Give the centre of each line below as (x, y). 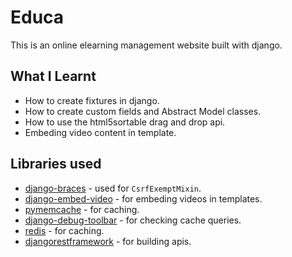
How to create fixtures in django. (92, 100)
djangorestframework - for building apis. (108, 241)
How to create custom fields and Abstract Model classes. (143, 111)
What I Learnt (53, 76)
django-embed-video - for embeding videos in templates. (143, 198)
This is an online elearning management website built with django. (146, 45)
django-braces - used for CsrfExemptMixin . (113, 188)
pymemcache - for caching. (82, 209)
